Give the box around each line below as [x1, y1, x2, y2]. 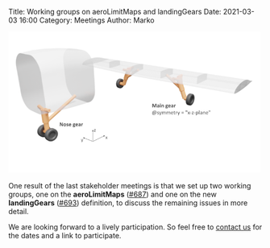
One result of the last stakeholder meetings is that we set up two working [8, 180, 251, 190]
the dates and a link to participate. [8, 230, 122, 240]
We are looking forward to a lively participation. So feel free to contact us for [8, 221, 263, 232]
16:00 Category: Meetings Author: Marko [19, 15, 155, 25]
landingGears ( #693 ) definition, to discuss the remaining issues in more [8, 197, 248, 208]
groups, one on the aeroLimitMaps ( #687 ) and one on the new [8, 189, 218, 199]
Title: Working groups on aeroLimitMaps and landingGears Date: [8, 7, 222, 16]
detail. [8, 206, 30, 216]
